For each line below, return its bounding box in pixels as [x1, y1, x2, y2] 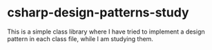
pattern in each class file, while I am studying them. [7, 34, 154, 42]
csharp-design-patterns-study [7, 5, 189, 21]
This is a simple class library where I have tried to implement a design [7, 27, 205, 36]
